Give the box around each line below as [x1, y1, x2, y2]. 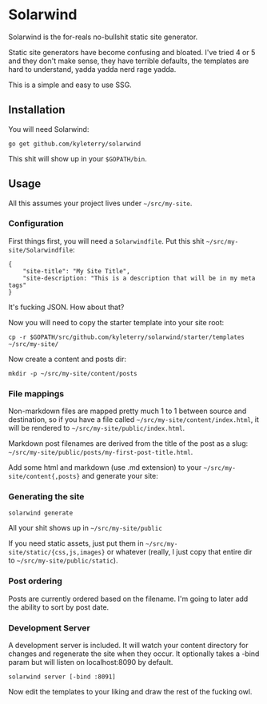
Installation [8, 103, 66, 117]
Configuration [8, 218, 64, 229]
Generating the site [8, 491, 85, 503]
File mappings [8, 388, 65, 399]
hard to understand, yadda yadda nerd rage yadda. [8, 64, 177, 74]
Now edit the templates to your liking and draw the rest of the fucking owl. [8, 687, 253, 697]
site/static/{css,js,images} [8, 549, 106, 557]
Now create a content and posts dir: [8, 354, 126, 364]
